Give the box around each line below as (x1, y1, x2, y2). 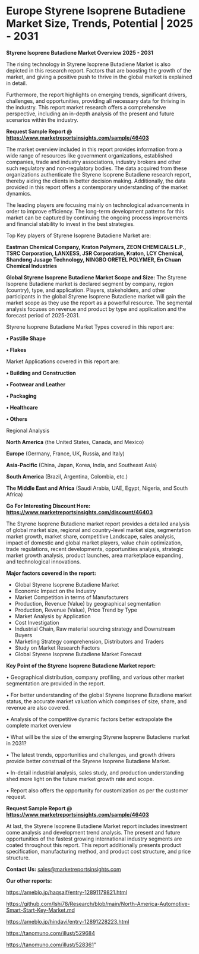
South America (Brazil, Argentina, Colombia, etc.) (6, 473, 128, 480)
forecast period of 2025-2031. (6, 311, 80, 319)
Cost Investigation (14, 619, 59, 626)
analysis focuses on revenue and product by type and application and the (6, 305, 186, 313)
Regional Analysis (6, 427, 50, 434)
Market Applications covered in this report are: (6, 358, 120, 365)
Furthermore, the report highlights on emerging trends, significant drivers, (6, 91, 187, 98)
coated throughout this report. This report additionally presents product (6, 841, 181, 848)
